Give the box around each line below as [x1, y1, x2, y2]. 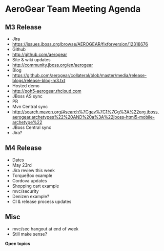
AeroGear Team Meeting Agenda [5, 3, 141, 15]
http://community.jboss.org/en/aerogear [12, 62, 94, 68]
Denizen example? [12, 193, 50, 199]
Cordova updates [12, 177, 47, 183]
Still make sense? [12, 231, 47, 237]
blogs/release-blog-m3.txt [12, 77, 66, 83]
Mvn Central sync [12, 104, 48, 109]
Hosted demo [12, 83, 40, 89]
